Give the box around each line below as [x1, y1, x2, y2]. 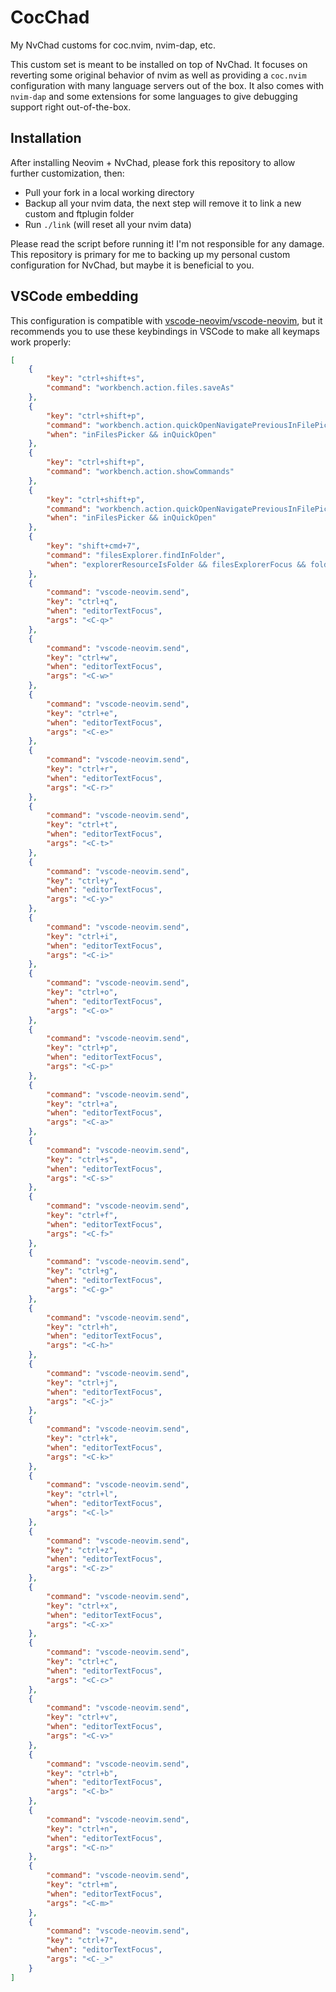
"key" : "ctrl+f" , [46, 1211, 118, 1221]
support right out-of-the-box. [10, 101, 132, 113]
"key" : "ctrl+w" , [46, 652, 118, 663]
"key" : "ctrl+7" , [46, 1936, 118, 1946]
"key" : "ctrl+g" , [46, 1266, 118, 1276]
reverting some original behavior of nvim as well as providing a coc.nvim [10, 69, 307, 81]
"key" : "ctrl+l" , [46, 1489, 118, 1500]
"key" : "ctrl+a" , [46, 1099, 118, 1109]
